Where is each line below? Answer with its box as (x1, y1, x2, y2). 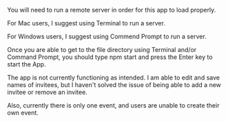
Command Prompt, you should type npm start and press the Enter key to (7, 53, 213, 61)
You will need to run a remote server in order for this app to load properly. (7, 6, 216, 14)
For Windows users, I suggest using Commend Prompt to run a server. (7, 32, 207, 40)
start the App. (7, 60, 46, 68)
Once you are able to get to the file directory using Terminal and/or (7, 46, 197, 53)
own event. (7, 109, 39, 117)
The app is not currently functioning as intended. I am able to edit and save (7, 73, 220, 82)
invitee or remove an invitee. (7, 88, 87, 96)
